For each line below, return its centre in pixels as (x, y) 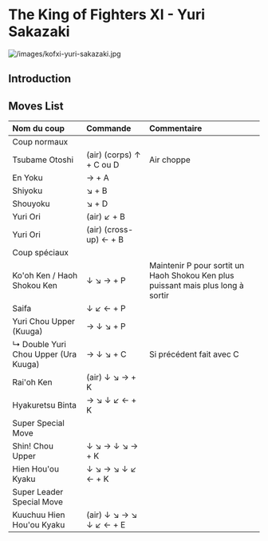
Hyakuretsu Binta (45, 405)
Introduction (40, 79)
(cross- (119, 230)
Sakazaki (39, 32)
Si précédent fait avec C (194, 354)
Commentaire (175, 128)
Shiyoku (28, 191)
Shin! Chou (33, 446)
